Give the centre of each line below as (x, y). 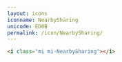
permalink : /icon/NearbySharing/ (55, 33)
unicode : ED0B (28, 26)
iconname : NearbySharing (43, 20)
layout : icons (28, 13)
